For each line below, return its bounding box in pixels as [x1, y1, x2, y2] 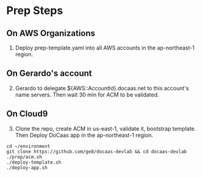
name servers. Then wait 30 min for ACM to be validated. [15, 91, 159, 98]
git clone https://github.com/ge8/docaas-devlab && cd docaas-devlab [6, 148, 187, 154]
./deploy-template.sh [6, 159, 62, 165]
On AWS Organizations [6, 28, 96, 38]
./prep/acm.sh [6, 154, 43, 160]
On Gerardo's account [6, 68, 92, 79]
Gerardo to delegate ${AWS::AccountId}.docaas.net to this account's [15, 84, 189, 92]
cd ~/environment [6, 143, 51, 150]
